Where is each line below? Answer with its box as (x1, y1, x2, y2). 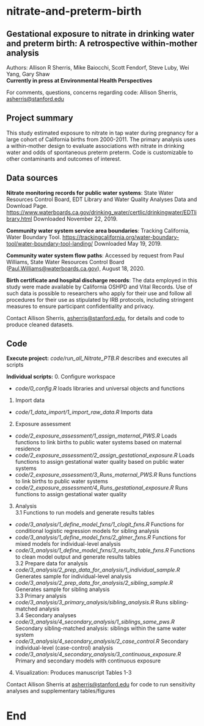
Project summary (6, 113, 73, 123)
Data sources (6, 173, 58, 183)
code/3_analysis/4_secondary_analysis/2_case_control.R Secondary (15, 637, 189, 645)
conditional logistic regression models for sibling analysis (15, 527, 159, 535)
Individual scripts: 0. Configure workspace (6, 373, 115, 380)
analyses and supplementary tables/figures (6, 687, 115, 695)
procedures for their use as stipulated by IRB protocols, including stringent (6, 296, 194, 303)
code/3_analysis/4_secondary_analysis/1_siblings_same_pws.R (15, 618, 175, 626)
